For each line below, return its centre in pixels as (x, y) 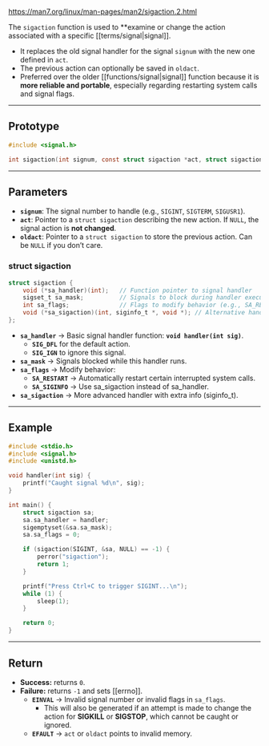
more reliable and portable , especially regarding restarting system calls (139, 85)
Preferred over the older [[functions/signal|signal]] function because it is (139, 77)
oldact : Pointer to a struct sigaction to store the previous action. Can (136, 237)
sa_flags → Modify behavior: (68, 369)
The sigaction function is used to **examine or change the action (117, 27)
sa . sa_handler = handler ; (66, 520)
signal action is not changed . (68, 229)
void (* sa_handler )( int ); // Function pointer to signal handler (137, 290)
